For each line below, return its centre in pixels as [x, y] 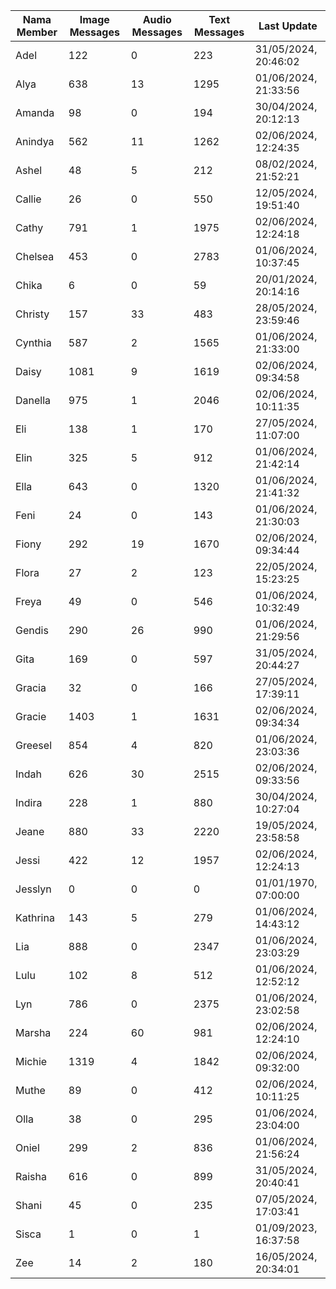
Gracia [31, 687]
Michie [31, 1061]
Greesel [33, 745]
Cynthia [33, 342]
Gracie [31, 716]
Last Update [288, 26]
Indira [29, 802]
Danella [33, 400]
